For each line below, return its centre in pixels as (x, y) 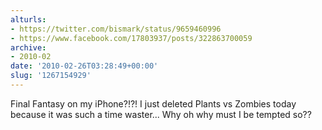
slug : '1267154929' (51, 76)
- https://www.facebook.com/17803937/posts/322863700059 (131, 38)
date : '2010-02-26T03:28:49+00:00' (84, 66)
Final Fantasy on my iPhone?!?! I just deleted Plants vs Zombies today (153, 103)
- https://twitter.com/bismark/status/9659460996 (116, 29)
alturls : (28, 19)
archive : (28, 47)
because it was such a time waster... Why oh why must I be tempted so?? (161, 114)
